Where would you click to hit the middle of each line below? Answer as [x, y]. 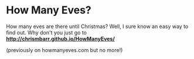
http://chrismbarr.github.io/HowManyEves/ [61, 39]
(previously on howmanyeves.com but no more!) [64, 50]
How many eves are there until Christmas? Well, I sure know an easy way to [97, 26]
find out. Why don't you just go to [46, 32]
